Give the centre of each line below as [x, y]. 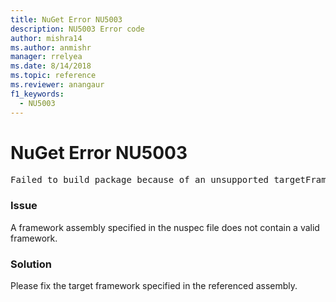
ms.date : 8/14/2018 [51, 66]
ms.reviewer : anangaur [57, 85]
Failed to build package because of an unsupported [140, 180]
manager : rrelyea [46, 57]
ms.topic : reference [53, 76]
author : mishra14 [46, 38]
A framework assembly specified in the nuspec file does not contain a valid [165, 227]
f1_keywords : [37, 94]
